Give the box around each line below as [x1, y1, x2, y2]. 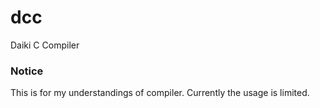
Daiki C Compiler [10, 39, 80, 51]
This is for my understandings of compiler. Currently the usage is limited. [10, 87, 310, 99]
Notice [10, 64, 44, 78]
